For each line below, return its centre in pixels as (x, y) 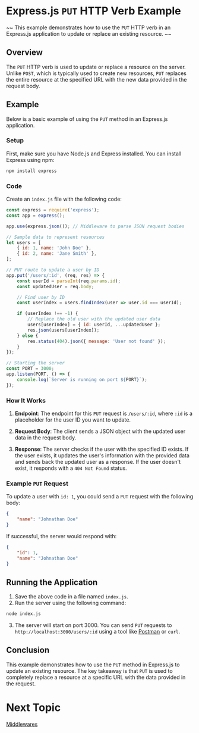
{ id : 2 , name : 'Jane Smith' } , (57, 254)
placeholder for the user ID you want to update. (72, 419)
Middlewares (22, 724)
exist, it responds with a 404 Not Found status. (71, 468)
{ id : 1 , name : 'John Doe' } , (54, 248)
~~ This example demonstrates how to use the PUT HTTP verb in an (89, 27)
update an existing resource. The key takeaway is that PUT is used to (90, 670)
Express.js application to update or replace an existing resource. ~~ (89, 33)
